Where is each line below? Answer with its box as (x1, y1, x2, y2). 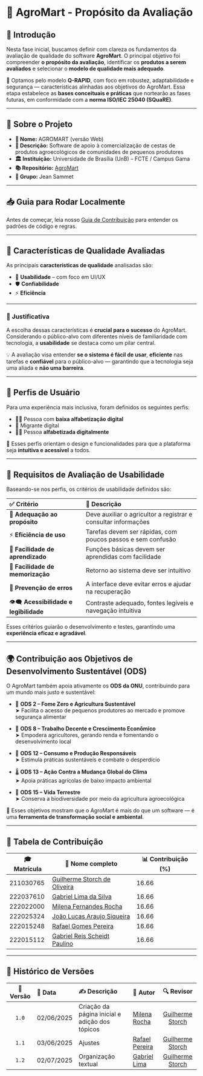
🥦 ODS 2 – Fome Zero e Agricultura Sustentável (14, 700, 136, 708)
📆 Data (36, 988, 56, 997)
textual (78, 1060, 98, 1068)
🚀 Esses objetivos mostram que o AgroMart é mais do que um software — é (6, 807, 195, 814)
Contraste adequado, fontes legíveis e (85, 598, 194, 607)
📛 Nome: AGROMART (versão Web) (14, 135, 104, 142)
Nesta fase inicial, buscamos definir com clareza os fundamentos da (6, 45, 177, 53)
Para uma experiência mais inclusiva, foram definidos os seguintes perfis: (6, 403, 190, 411)
